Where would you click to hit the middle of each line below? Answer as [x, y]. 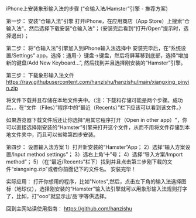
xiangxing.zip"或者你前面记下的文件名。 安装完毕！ [75, 169]
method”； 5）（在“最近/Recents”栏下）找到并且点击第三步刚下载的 [87, 162]
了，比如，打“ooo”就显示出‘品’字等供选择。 [58, 196]
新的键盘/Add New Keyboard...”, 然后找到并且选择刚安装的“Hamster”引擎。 [96, 63]
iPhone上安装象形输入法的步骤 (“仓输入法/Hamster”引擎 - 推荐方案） [89, 8]
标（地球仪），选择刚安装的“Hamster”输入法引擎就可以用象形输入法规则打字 [97, 189]
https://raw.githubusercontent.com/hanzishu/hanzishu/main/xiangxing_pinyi [98, 82]
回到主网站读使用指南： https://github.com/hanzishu [69, 209]
